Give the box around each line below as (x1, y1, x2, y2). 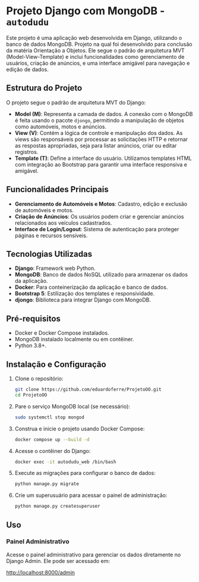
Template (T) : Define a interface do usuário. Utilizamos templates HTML (14, 155, 192, 162)
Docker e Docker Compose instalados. (14, 329, 109, 336)
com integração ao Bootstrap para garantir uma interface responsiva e (14, 161, 187, 168)
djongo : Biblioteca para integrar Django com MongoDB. (14, 296, 151, 304)
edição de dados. (6, 65, 49, 73)
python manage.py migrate (14, 481, 79, 487)
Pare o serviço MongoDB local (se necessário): (14, 402, 131, 410)
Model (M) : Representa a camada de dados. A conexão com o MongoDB (14, 110, 193, 117)
